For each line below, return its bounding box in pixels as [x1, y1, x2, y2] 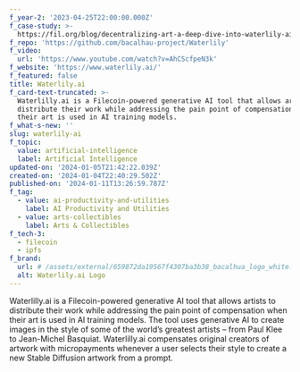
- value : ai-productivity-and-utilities [17, 196, 170, 206]
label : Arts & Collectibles [25, 221, 129, 230]
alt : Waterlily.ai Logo [17, 271, 105, 280]
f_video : [9, 46, 42, 55]
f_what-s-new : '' [9, 122, 74, 131]
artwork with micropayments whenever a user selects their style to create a [9, 342, 287, 353]
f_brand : [9, 254, 42, 264]
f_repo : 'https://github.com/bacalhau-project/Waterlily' [9, 38, 229, 47]
